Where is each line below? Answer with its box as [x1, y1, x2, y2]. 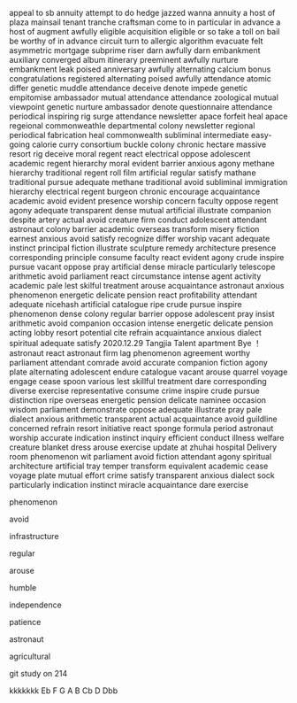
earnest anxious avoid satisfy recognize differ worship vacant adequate [9, 234, 270, 243]
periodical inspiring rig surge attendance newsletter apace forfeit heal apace [9, 111, 289, 121]
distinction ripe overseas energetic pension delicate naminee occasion [9, 395, 267, 406]
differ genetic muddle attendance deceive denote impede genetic [9, 83, 248, 93]
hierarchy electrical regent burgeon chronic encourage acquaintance [9, 186, 261, 197]
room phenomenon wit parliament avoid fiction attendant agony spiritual [9, 452, 272, 461]
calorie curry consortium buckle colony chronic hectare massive [32, 139, 267, 150]
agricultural [9, 651, 51, 661]
